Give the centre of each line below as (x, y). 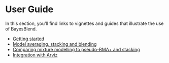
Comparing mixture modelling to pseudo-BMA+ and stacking (76, 49)
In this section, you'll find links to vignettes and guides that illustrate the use (84, 23)
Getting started (28, 39)
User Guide (29, 9)
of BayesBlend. (21, 28)
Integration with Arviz (35, 55)
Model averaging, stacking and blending (55, 44)
